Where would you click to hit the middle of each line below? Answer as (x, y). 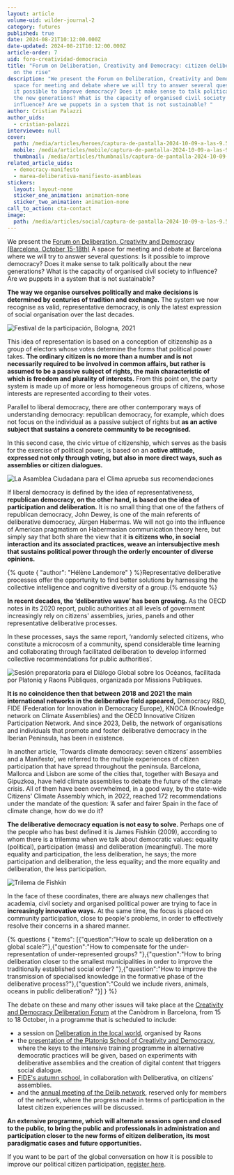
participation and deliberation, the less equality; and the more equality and (114, 861)
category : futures (34, 27)
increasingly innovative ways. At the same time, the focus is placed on (110, 911)
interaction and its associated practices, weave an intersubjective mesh (114, 544)
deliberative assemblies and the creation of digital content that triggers (119, 1063)
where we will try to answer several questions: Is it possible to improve (109, 256)
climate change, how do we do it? (55, 810)
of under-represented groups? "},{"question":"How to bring (136, 954)
